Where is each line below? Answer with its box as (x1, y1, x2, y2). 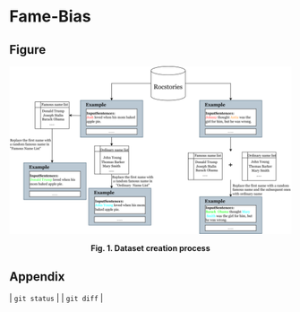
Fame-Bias (9, 6, 91, 27)
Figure (9, 42, 47, 57)
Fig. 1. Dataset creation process (90, 243, 210, 254)
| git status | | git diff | (9, 293, 104, 304)
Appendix (9, 269, 65, 284)
